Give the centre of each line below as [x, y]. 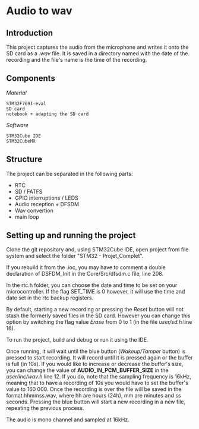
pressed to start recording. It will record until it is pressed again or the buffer [99, 358]
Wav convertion [34, 210]
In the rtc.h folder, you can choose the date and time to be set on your [92, 285]
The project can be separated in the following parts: [70, 174]
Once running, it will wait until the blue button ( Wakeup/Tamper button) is [96, 351]
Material [16, 93]
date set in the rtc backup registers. [50, 298]
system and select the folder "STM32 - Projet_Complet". [75, 256]
